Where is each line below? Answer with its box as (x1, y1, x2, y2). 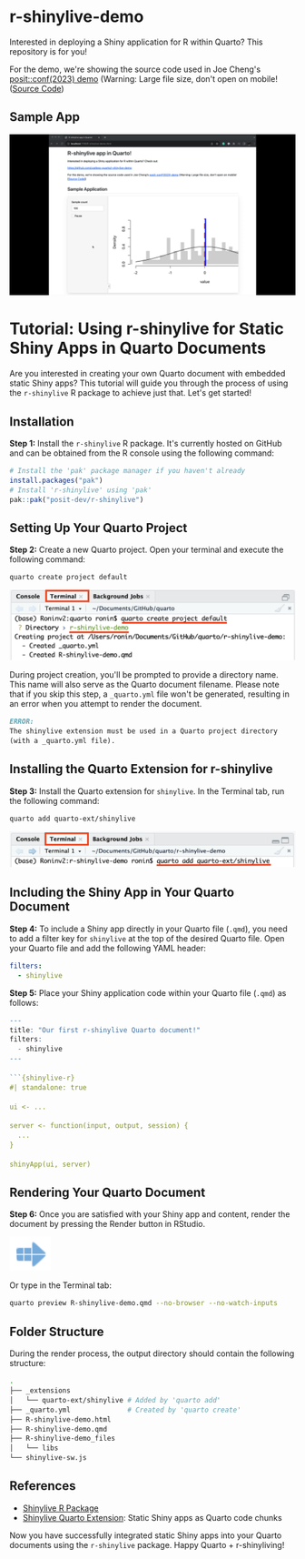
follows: (9, 997, 39, 1008)
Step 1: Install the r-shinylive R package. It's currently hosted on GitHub (9, 438, 282, 448)
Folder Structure (9, 1323, 104, 1339)
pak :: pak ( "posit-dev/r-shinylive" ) (9, 495, 144, 504)
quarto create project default (9, 573, 128, 582)
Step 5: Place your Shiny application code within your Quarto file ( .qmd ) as (9, 987, 287, 998)
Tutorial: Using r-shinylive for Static (9, 318, 284, 339)
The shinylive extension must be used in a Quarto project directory (9, 727, 279, 736)
